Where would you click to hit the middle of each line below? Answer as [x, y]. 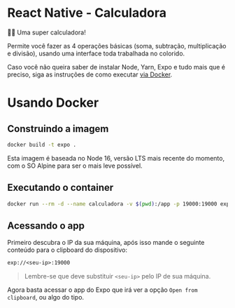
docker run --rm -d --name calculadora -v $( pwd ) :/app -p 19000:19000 [112, 204]
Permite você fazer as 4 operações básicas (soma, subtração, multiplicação [117, 46]
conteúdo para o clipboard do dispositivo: [67, 250]
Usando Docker [53, 103]
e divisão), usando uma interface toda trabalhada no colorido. [96, 53]
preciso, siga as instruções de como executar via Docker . [90, 74]
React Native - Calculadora [87, 13]
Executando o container [60, 188]
